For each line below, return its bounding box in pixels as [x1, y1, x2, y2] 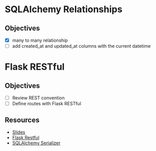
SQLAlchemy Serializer [12, 140, 61, 146]
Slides [12, 129, 25, 135]
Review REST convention [12, 95, 65, 101]
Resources [5, 115, 40, 124]
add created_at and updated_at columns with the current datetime [12, 43, 151, 49]
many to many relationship [12, 37, 68, 43]
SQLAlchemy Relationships [5, 4, 123, 15]
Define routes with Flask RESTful [12, 101, 82, 107]
